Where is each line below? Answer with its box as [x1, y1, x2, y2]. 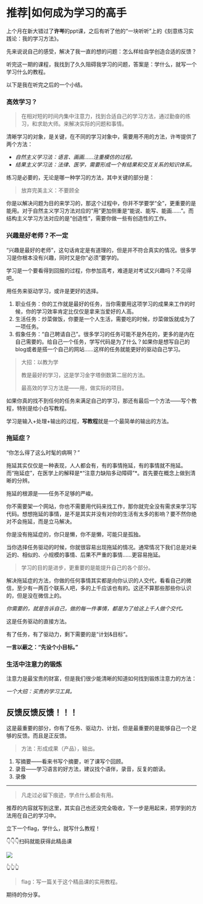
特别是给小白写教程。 [16, 404, 70, 412]
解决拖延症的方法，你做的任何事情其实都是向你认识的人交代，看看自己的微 [6, 576, 192, 584]
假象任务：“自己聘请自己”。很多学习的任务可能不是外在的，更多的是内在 [14, 330, 195, 337]
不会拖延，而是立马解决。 [11, 518, 76, 525]
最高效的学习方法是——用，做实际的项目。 [21, 384, 127, 391]
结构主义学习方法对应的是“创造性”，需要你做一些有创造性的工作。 [6, 215, 170, 222]
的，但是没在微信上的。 [6, 592, 65, 599]
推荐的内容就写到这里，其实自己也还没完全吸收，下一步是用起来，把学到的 [6, 804, 192, 811]
